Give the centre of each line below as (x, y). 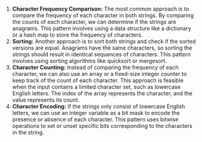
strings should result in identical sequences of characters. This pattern (101, 54)
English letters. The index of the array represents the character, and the (102, 93)
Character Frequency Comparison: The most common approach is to (101, 9)
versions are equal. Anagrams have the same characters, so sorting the (102, 48)
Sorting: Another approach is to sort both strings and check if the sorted (104, 41)
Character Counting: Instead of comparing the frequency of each (95, 67)
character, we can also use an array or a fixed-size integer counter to (99, 74)
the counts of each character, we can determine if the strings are (94, 22)
